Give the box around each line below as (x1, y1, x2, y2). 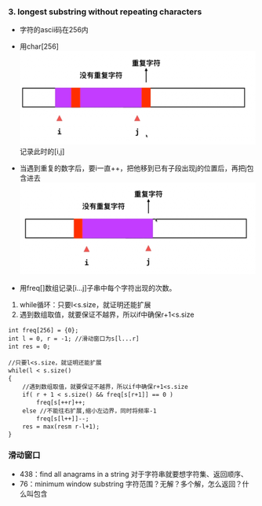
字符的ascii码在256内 (19, 25, 89, 35)
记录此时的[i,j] (19, 147, 65, 156)
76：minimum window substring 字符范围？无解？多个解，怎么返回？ (19, 478, 243, 489)
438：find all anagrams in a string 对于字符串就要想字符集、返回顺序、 (19, 469, 249, 478)
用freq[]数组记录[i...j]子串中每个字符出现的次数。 (19, 283, 176, 292)
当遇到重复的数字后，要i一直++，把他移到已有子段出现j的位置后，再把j (19, 163, 247, 173)
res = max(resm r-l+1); (22, 423, 100, 431)
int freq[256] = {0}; (8, 326, 79, 334)
